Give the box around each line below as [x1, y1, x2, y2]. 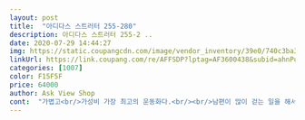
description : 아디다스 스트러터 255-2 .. [9, 30, 153, 39]
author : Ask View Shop [9, 88, 95, 97]
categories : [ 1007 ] [9, 64, 84, 73]
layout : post [9, 13, 59, 23]
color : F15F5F [9, 72, 64, 81]
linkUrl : [9, 55, 43, 64]
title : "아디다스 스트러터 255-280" [9, 22, 137, 31]
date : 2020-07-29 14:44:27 [9, 38, 112, 48]
